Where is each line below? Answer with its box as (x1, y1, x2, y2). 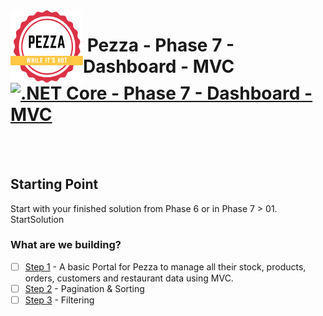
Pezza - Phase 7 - (86, 34, 235, 57)
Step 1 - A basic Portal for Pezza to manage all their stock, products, (24, 260, 307, 273)
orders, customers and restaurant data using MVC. (24, 272, 234, 284)
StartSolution (10, 213, 65, 225)
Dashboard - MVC (83, 55, 235, 78)
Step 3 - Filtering (24, 294, 95, 306)
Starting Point (10, 176, 99, 193)
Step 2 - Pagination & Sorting (24, 282, 145, 294)
